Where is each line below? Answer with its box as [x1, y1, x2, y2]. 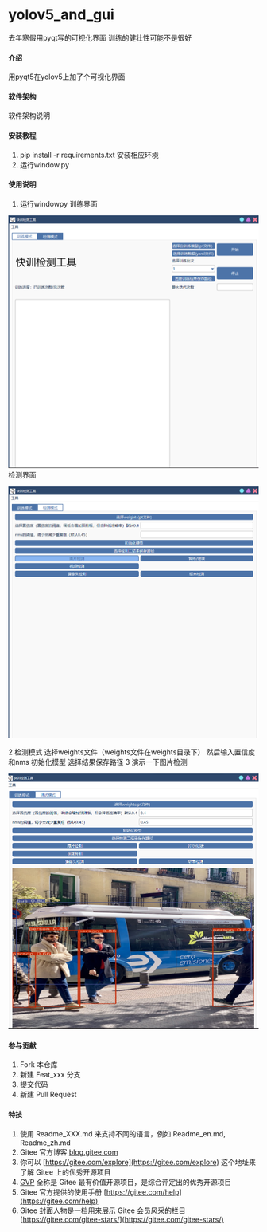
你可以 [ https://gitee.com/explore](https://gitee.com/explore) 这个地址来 [19, 1157, 257, 1167]
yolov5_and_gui [8, 6, 115, 24]
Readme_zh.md [19, 1138, 72, 1147]
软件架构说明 [8, 111, 50, 120]
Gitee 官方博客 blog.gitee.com [19, 1147, 118, 1157]
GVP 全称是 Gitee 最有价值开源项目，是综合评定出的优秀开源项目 [19, 1177, 232, 1187]
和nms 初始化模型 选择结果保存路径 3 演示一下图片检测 [8, 757, 188, 766]
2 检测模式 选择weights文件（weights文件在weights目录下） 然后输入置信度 [8, 747, 256, 757]
